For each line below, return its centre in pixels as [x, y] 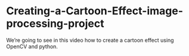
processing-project [55, 24]
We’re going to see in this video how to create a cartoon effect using [90, 40]
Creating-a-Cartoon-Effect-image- [95, 11]
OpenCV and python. [32, 46]
